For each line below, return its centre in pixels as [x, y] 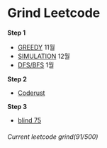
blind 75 [29, 120]
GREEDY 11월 [36, 47]
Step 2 [17, 79]
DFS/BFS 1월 [36, 64]
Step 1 [17, 33]
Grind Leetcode [54, 13]
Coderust [31, 93]
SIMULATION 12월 [44, 56]
